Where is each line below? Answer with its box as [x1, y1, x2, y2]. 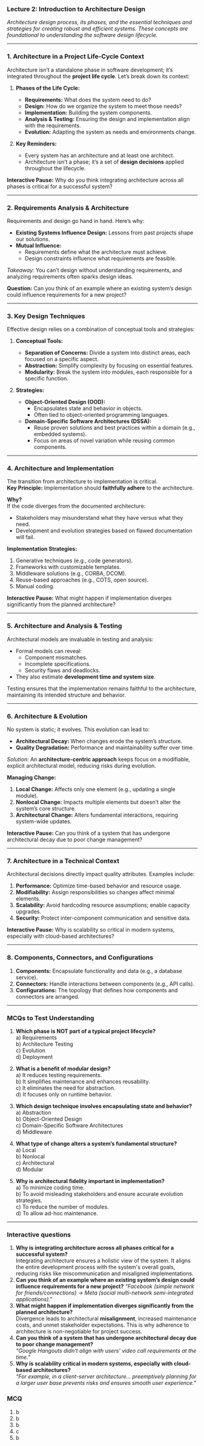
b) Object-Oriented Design [15, 1115, 82, 1123]
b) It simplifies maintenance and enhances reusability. [15, 1078, 150, 1085]
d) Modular [15, 1166, 44, 1173]
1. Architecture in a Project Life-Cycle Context [7, 52, 145, 61]
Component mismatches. [24, 654, 88, 661]
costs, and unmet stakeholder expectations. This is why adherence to [15, 1321, 189, 1328]
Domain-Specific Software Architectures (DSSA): [24, 417, 152, 425]
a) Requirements [15, 1033, 57, 1041]
